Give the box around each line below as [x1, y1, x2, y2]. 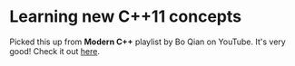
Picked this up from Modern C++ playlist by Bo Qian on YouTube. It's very [9, 36, 286, 47]
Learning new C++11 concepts [9, 6, 242, 27]
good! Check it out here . [9, 45, 100, 56]
